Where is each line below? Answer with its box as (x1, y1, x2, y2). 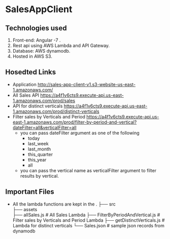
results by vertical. (20, 173, 59, 179)
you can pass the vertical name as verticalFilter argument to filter (20, 167, 156, 173)
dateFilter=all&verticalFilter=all (12, 124, 77, 130)
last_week (27, 140, 49, 146)
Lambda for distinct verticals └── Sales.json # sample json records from (12, 222, 165, 228)
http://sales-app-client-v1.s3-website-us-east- (37, 81, 136, 87)
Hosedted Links (5, 68, 56, 76)
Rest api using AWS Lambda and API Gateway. (12, 43, 110, 49)
